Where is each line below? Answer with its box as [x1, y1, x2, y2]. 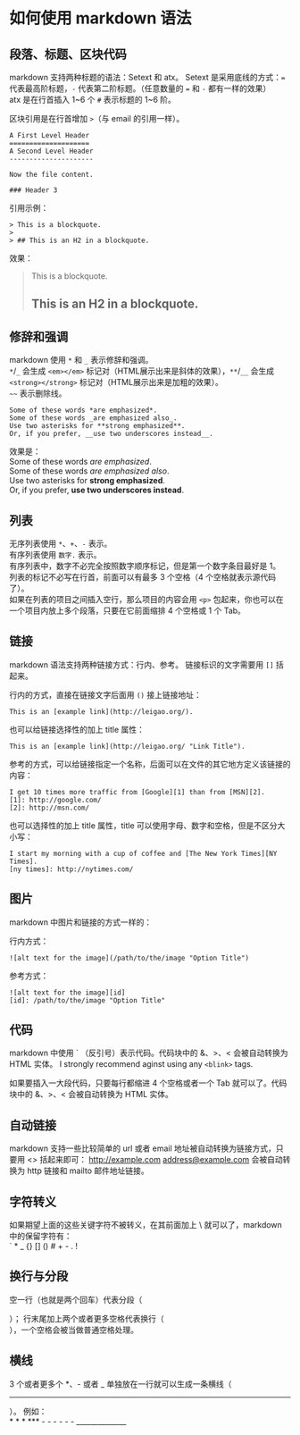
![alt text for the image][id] [9, 988, 126, 997]
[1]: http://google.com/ [9, 795, 102, 804]
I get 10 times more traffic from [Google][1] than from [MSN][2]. [9, 787, 266, 796]
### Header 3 [9, 186, 58, 195]
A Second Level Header [9, 147, 94, 155]
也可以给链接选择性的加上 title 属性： [9, 724, 145, 734]
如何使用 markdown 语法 [9, 8, 192, 29]
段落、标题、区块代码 [9, 46, 127, 62]
